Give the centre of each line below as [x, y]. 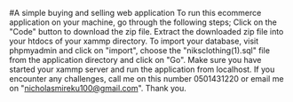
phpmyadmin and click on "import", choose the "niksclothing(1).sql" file [140, 51]
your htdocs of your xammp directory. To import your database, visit [134, 41]
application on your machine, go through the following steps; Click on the [143, 22]
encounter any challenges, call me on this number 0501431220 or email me [146, 78]
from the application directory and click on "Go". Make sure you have [135, 60]
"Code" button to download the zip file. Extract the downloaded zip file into [146, 31]
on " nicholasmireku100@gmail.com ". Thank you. [98, 88]
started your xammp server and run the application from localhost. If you [142, 69]
